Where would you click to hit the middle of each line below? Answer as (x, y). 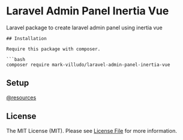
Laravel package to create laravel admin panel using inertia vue (85, 28)
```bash (16, 59)
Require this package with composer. (53, 49)
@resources (21, 98)
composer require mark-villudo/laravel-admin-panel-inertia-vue (88, 65)
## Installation (26, 38)
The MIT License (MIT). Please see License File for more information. (91, 130)
